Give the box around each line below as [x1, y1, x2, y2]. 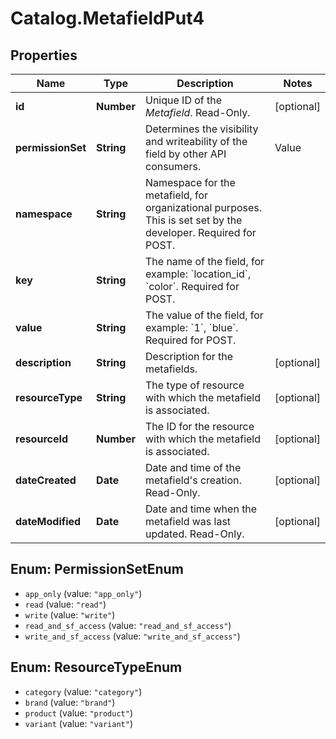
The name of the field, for [144, 255, 265, 268]
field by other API [144, 147, 227, 161]
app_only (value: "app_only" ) [24, 587, 143, 599]
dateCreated [15, 473, 77, 487]
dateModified [15, 515, 82, 528]
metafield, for [144, 188, 209, 202]
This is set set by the [144, 213, 243, 227]
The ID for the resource [144, 420, 255, 433]
